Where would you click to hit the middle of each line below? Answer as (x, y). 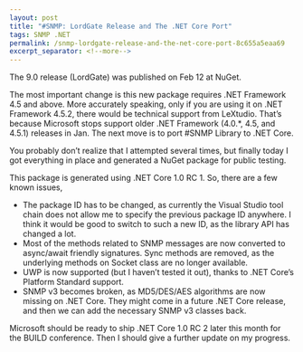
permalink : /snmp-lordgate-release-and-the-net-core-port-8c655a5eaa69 (147, 43)
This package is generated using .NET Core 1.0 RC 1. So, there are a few (143, 178)
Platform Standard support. (73, 282)
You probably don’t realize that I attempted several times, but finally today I (149, 151)
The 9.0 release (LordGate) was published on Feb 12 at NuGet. (126, 77)
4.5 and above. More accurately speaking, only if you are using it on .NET (146, 104)
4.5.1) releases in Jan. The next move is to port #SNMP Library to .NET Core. (151, 133)
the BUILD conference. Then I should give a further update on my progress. (150, 338)
